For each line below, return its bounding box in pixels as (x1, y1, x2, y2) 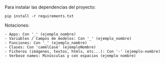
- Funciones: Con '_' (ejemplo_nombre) (4, 40, 87, 45)
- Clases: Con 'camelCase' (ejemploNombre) (4, 45, 96, 50)
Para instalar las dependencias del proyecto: (4, 4, 96, 10)
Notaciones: (4, 22, 30, 28)
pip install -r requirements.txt (4, 14, 74, 19)
